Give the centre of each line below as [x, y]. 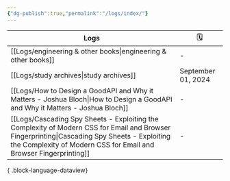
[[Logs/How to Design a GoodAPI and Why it [82, 90]
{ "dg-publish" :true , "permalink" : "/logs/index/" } [78, 13]
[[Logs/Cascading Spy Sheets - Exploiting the [85, 119]
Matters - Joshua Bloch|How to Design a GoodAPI [91, 99]
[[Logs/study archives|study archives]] [73, 75]
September [197, 71]
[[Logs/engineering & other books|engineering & [88, 51]
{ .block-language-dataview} [48, 170]
